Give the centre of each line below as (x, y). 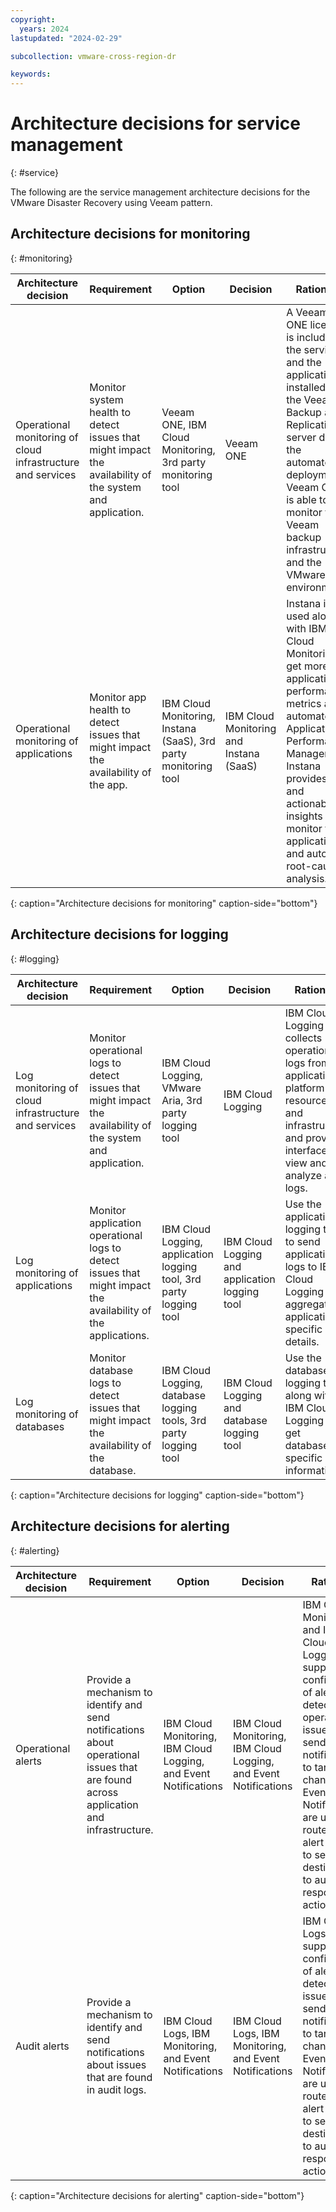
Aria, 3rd (182, 1100)
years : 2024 (44, 29)
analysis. (307, 878)
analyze (303, 1175)
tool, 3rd (181, 1279)
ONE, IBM (184, 424)
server (301, 437)
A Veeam (307, 312)
